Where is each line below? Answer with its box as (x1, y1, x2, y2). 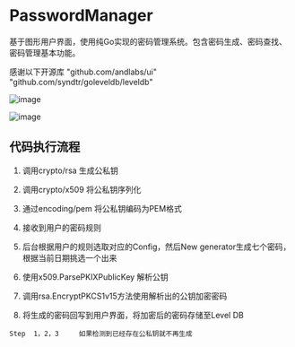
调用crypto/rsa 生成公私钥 (22, 165, 119, 176)
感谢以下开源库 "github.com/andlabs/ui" (9, 66, 158, 77)
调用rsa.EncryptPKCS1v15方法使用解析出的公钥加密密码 (22, 291, 228, 301)
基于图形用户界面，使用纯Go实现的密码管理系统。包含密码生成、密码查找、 (9, 36, 287, 47)
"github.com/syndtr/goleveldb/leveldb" (9, 76, 153, 87)
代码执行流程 (9, 140, 81, 155)
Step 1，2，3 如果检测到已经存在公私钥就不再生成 (9, 329, 193, 338)
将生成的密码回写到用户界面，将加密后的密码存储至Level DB (22, 309, 244, 320)
